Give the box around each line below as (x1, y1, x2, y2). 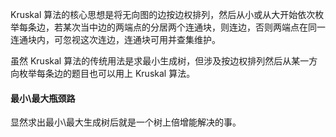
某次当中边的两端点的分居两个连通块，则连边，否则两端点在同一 (62, 21, 326, 33)
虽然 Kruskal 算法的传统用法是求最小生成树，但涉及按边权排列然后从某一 (10, 55, 310, 67)
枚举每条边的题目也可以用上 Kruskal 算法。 (18, 68, 196, 79)
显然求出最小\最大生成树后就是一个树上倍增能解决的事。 (10, 116, 242, 128)
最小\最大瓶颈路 (10, 92, 76, 104)
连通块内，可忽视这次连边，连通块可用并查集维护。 (10, 34, 221, 45)
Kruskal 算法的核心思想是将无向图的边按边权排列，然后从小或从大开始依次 (10, 9, 316, 20)
